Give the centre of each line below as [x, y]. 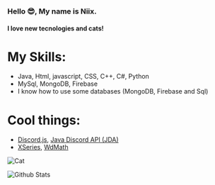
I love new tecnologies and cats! [56, 28]
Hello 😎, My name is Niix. [52, 11]
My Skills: [37, 57]
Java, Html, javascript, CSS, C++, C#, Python [83, 77]
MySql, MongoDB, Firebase [57, 84]
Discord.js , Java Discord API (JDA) [68, 140]
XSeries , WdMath [43, 147]
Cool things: [44, 120]
